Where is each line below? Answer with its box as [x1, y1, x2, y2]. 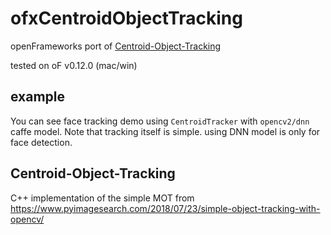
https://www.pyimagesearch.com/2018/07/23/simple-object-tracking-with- [10, 202, 321, 214]
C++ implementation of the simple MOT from [10, 192, 195, 204]
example [10, 88, 66, 106]
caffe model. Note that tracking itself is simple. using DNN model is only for [10, 125, 321, 137]
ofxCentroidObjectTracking [10, 7, 243, 30]
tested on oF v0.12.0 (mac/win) [10, 59, 138, 71]
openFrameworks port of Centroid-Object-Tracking [10, 40, 222, 52]
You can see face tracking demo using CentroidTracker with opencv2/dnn [10, 115, 310, 127]
